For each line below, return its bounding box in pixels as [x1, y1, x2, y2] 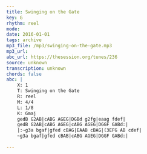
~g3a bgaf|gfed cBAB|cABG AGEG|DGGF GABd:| [17, 133, 129, 139]
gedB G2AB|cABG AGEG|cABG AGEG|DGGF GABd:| [17, 122, 129, 128]
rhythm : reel [6, 20, 39, 26]
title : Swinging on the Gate [6, 8, 80, 15]
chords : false [6, 71, 42, 77]
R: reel [17, 93, 36, 99]
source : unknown [6, 59, 47, 65]
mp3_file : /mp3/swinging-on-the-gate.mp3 [6, 43, 113, 49]
